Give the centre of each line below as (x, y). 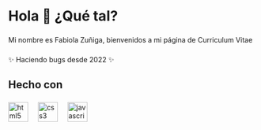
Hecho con (36, 85)
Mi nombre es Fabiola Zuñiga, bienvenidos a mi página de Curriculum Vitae (130, 40)
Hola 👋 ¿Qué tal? (63, 16)
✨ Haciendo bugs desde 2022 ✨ (61, 60)
